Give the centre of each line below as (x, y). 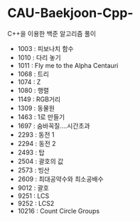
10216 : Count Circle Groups (59, 211)
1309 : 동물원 (36, 108)
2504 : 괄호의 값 (41, 161)
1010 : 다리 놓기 (39, 57)
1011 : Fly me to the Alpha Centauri (68, 65)
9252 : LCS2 (36, 203)
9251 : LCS (33, 196)
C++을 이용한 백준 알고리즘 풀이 (52, 33)
